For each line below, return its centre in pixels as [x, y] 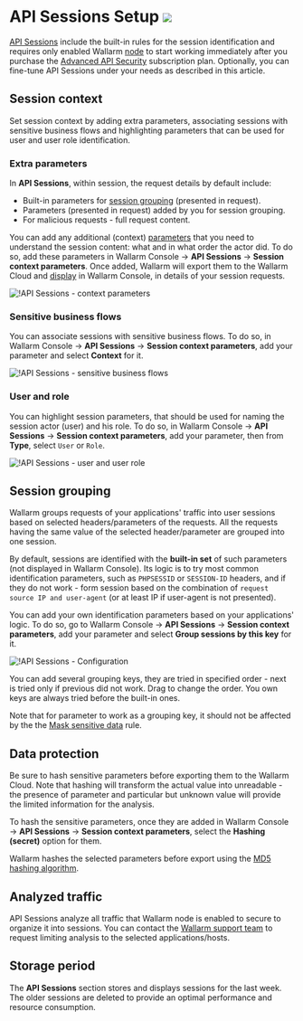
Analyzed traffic [56, 897]
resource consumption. [53, 1007]
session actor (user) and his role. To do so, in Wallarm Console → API [139, 426]
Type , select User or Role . [57, 445]
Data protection [54, 754]
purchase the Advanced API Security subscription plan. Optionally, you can [149, 61]
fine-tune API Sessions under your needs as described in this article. [137, 71]
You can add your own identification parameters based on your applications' [152, 615]
